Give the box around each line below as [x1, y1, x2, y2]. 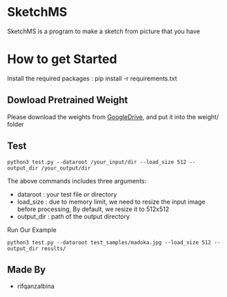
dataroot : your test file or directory [17, 190, 117, 198]
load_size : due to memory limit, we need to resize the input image [17, 197, 206, 206]
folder [7, 120, 24, 128]
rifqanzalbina [17, 282, 55, 291]
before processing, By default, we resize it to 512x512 [17, 205, 170, 213]
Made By [7, 264, 46, 276]
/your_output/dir [41, 164, 91, 172]
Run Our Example [7, 226, 57, 234]
